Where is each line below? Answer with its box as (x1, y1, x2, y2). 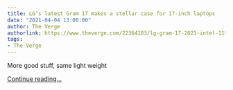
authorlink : (7, 29, 42, 37)
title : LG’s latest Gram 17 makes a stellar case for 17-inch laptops (7, 10, 216, 17)
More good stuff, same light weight (7, 62, 107, 69)
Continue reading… (7, 75, 62, 83)
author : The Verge (7, 23, 60, 30)
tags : (7, 36, 23, 43)
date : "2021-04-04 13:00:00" (7, 17, 92, 24)
